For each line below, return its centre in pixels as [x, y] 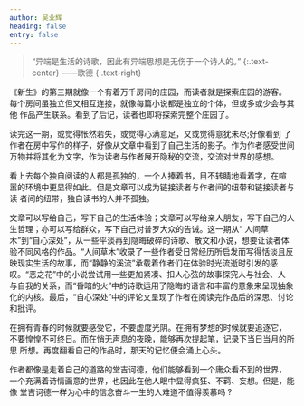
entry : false [34, 34]
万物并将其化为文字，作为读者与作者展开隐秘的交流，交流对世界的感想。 [144, 157]
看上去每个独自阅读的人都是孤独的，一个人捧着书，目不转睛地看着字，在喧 [148, 176]
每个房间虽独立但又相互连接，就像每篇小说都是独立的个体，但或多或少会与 [148, 103]
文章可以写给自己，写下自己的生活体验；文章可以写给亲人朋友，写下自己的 [148, 217]
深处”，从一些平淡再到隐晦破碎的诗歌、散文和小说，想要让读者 [165, 240]
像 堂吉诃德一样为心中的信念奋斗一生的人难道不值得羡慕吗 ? [121, 392]
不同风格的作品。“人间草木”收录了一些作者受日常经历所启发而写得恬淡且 [152, 252]
